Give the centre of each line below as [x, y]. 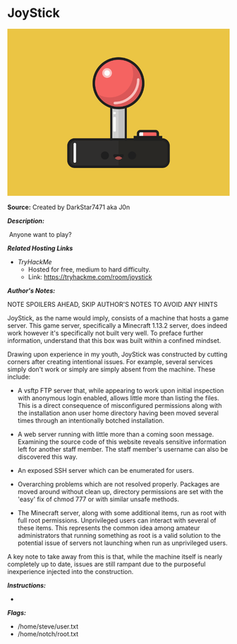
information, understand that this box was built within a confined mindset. [114, 340]
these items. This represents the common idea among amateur [109, 527]
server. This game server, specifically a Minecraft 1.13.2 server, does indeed [117, 325]
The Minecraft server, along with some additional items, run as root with [122, 513]
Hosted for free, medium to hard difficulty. [89, 269]
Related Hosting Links [40, 248]
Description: [26, 221]
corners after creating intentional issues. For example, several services [110, 361]
